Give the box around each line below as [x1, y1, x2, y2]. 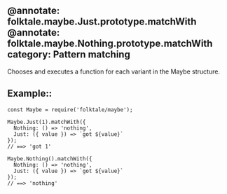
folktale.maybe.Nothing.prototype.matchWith [7, 38, 213, 50]
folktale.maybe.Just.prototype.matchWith [7, 16, 197, 28]
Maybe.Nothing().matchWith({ [7, 155, 92, 162]
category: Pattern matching [7, 48, 131, 61]
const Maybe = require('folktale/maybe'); [7, 106, 133, 113]
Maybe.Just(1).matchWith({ [7, 118, 86, 125]
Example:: [7, 88, 53, 99]
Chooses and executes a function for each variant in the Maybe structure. [7, 67, 221, 76]
